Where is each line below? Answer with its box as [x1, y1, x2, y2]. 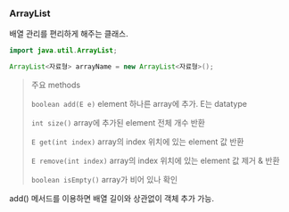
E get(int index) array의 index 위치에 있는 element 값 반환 [30, 136, 244, 147]
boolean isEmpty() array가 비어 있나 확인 [30, 175, 178, 185]
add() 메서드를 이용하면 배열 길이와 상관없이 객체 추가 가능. [9, 193, 214, 204]
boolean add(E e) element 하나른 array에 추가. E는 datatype [30, 99, 248, 110]
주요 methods [30, 79, 81, 91]
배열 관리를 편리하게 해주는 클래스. [9, 29, 128, 39]
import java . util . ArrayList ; [9, 46, 118, 55]
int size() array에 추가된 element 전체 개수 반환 [30, 118, 205, 128]
